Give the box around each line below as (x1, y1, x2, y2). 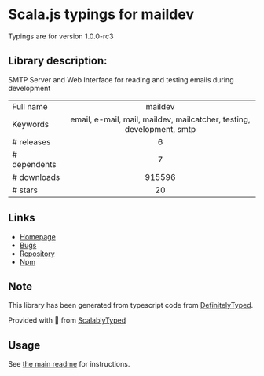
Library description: (8, 54, 108, 68)
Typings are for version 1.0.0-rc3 (8, 31, 114, 41)
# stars (12, 184, 38, 195)
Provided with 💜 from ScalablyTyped (8, 316, 126, 325)
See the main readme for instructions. (8, 360, 130, 369)
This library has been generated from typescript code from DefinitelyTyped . (8, 301, 254, 310)
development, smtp (124, 123, 196, 134)
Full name (12, 100, 49, 111)
